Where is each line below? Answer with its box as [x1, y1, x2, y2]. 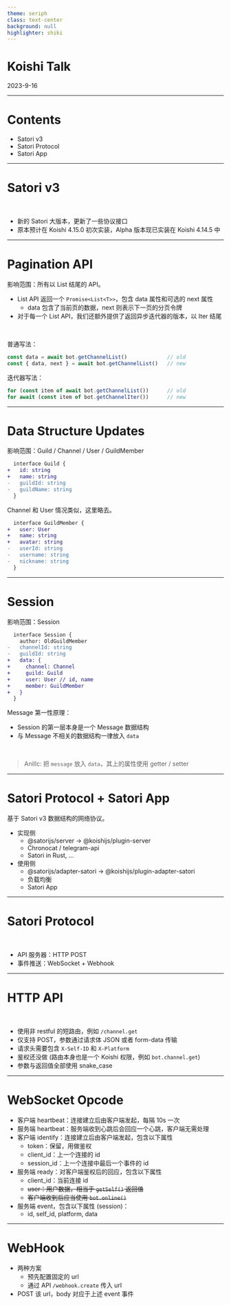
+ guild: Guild [7, 669, 63, 676]
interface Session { [13, 631, 72, 638]
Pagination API [7, 257, 93, 272]
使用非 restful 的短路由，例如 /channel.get [16, 1027, 138, 1035]
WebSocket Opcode [7, 1092, 124, 1108]
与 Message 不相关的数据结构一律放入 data [16, 732, 140, 740]
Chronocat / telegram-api [27, 844, 100, 852]
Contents [7, 112, 62, 128]
